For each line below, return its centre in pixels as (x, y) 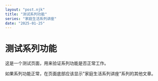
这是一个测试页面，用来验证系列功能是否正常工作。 (57, 63)
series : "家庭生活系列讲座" (31, 19)
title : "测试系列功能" (26, 14)
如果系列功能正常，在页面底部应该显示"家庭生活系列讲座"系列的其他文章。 (80, 74)
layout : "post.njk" (25, 10)
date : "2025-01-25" (25, 23)
